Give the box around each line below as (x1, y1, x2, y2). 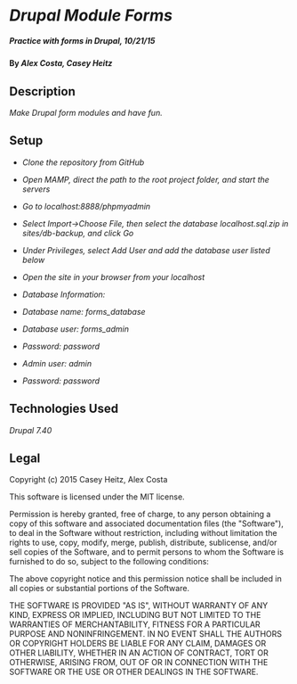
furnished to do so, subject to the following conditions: (9, 556, 209, 567)
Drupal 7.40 (9, 424, 52, 435)
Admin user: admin (21, 358, 92, 368)
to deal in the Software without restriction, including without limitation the (9, 528, 277, 539)
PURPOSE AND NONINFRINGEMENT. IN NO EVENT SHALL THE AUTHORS (9, 629, 283, 639)
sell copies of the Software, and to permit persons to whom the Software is (9, 547, 285, 557)
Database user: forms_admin (21, 323, 129, 334)
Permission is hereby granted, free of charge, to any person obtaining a (9, 509, 271, 520)
